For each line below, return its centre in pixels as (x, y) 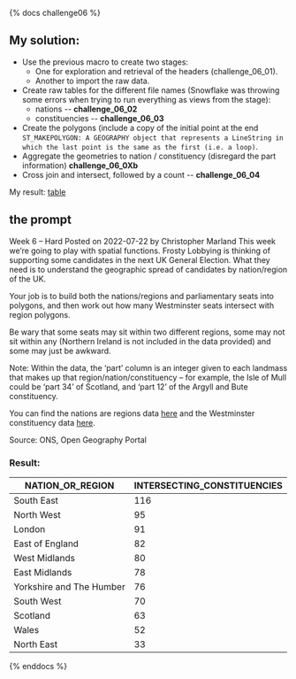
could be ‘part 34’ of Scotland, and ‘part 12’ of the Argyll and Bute (129, 386)
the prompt (41, 220)
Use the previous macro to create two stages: (105, 62)
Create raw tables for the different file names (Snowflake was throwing (151, 90)
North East (36, 644)
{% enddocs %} (38, 666)
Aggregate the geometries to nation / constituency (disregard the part (149, 156)
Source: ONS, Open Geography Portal (78, 440)
